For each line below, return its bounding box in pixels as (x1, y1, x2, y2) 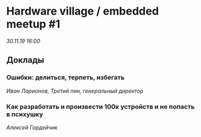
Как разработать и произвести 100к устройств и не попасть (6, 102, 195, 111)
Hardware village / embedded (6, 4, 160, 18)
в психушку (6, 110, 44, 118)
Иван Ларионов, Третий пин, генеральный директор (6, 87, 144, 94)
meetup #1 (6, 17, 61, 31)
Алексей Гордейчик (6, 124, 58, 131)
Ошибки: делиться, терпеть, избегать (6, 73, 125, 82)
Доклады (6, 55, 44, 65)
